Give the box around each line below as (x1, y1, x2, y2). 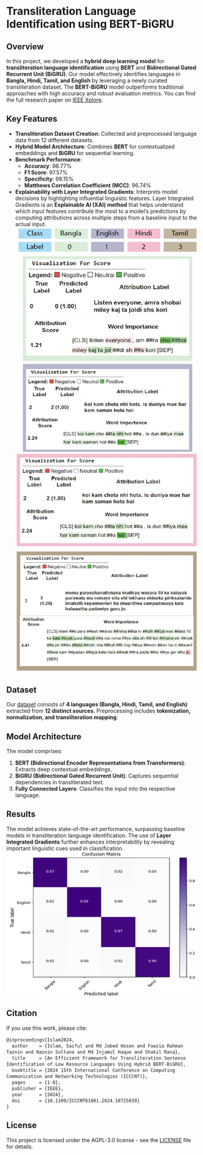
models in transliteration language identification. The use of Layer (6, 832, 171, 839)
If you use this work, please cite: (6, 1024, 88, 1032)
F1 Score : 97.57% (24, 168, 68, 176)
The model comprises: (6, 748, 63, 755)
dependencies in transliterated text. (15, 779, 105, 786)
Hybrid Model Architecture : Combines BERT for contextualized (15, 143, 175, 150)
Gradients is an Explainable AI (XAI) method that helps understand (15, 201, 184, 208)
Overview (6, 41, 44, 52)
